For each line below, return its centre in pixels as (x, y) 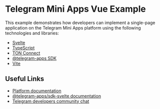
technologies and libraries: (32, 33)
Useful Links (25, 79)
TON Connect (26, 53)
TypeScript (23, 48)
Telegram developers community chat (51, 101)
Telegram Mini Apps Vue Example (76, 9)
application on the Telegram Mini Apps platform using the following (73, 27)
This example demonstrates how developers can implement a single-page (80, 23)
